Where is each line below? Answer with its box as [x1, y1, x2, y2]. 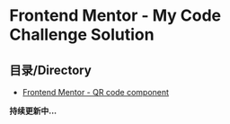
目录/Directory [9, 62, 92, 77]
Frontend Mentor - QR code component [22, 87, 169, 97]
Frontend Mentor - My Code [9, 5, 222, 26]
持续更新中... [9, 105, 57, 116]
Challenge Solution [9, 24, 155, 45]
